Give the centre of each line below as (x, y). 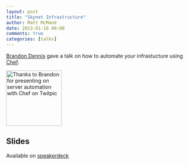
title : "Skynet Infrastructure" (46, 17)
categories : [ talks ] (32, 39)
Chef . (13, 62)
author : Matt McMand (32, 22)
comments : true (25, 34)
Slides (18, 142)
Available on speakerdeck (38, 156)
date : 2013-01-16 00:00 (36, 28)
